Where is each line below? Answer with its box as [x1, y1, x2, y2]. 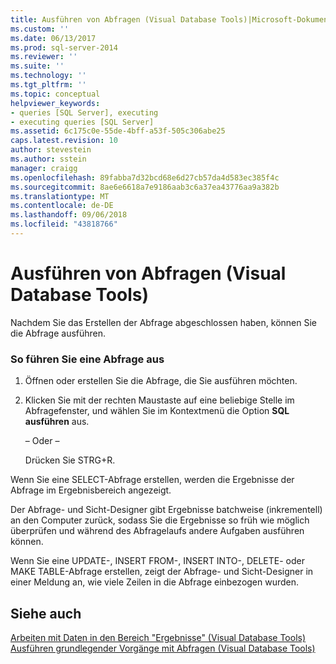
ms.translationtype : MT [10, 191, 110, 201]
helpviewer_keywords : [10, 98, 101, 108]
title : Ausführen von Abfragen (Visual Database [10, 14, 217, 25]
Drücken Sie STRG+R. [24, 454, 116, 466]
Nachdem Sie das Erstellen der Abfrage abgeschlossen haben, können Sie [10, 316, 317, 328]
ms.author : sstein [10, 154, 87, 164]
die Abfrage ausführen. [10, 327, 107, 339]
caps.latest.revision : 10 [10, 136, 118, 146]
